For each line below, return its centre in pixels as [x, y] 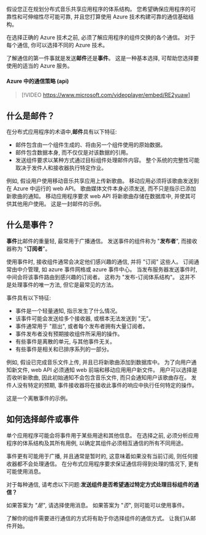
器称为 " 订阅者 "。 [29, 248]
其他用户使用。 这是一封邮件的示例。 [58, 204]
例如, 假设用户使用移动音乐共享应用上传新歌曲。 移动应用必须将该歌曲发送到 [103, 181]
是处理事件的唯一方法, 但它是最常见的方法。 [62, 285]
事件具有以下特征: [29, 298]
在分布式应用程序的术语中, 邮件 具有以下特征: [62, 132]
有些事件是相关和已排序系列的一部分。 [63, 349]
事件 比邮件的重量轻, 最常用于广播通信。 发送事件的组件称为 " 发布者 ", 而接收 [102, 241]
